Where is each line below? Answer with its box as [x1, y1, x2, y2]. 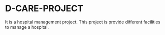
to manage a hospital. [5, 24, 49, 30]
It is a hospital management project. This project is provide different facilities [5, 19, 161, 25]
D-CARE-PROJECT [5, 3, 84, 14]
